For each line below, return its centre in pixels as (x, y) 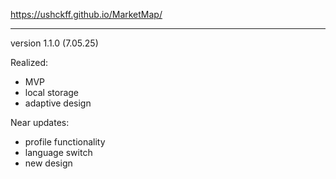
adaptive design (58, 103)
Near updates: (40, 122)
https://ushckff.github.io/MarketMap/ (86, 14)
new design (48, 163)
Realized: (29, 62)
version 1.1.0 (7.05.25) (54, 43)
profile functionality (65, 142)
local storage (52, 92)
